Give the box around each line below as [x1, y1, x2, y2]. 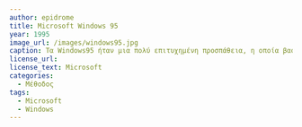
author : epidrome [9, 13, 75, 22]
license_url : [9, 55, 58, 63]
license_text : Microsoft [9, 63, 102, 72]
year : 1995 [9, 30, 50, 38]
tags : [9, 88, 30, 97]
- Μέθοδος [17, 80, 54, 89]
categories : [9, 72, 54, 80]
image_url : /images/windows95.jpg [9, 38, 139, 47]
